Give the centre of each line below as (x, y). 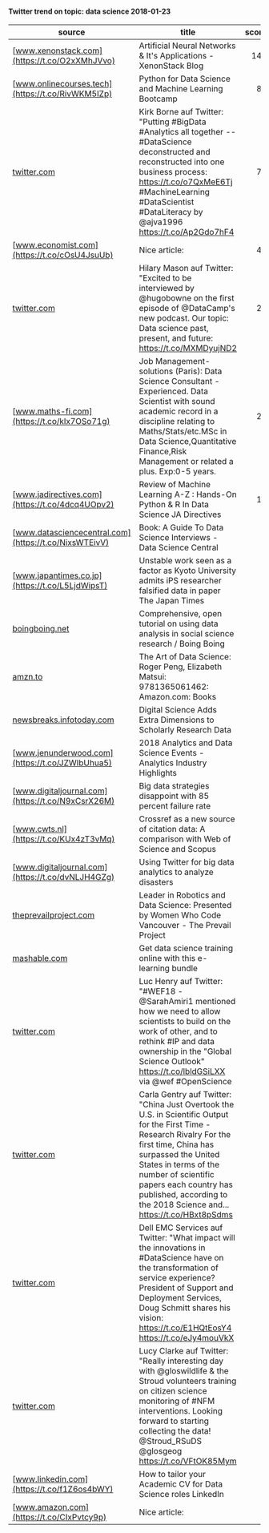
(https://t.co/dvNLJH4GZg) (63, 877)
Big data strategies (174, 786)
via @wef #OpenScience (185, 1082)
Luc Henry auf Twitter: (181, 982)
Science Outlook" (172, 1062)
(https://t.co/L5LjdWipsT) (60, 586)
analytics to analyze (176, 872)
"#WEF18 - (161, 991)
